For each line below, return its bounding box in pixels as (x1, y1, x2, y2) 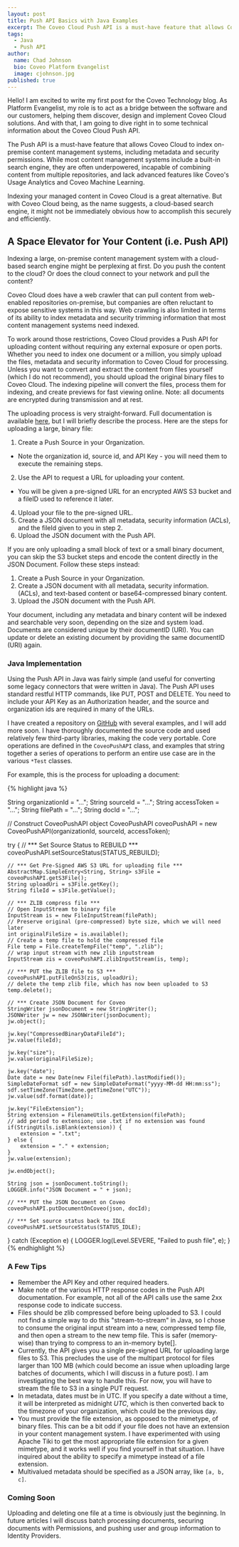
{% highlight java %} (7, 785, 68, 793)
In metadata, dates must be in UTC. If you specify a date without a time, (17, 1391, 228, 1400)
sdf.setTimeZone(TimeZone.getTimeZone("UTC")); (7, 1087, 152, 1094)
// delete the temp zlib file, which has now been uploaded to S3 (7, 981, 208, 988)
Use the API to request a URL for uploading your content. (17, 473, 185, 482)
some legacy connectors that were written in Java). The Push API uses (7, 682, 215, 691)
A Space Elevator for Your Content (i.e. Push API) (7, 235, 229, 247)
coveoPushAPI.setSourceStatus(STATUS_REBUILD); (7, 849, 160, 857)
